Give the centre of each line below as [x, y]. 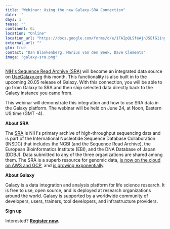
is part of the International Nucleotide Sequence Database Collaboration [80, 139]
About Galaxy [20, 175]
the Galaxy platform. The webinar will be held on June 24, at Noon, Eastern [83, 108]
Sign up [13, 211]
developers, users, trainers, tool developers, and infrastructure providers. [82, 201]
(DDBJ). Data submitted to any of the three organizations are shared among [84, 155]
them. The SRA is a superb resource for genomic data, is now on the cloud [83, 160]
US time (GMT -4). [25, 113]
